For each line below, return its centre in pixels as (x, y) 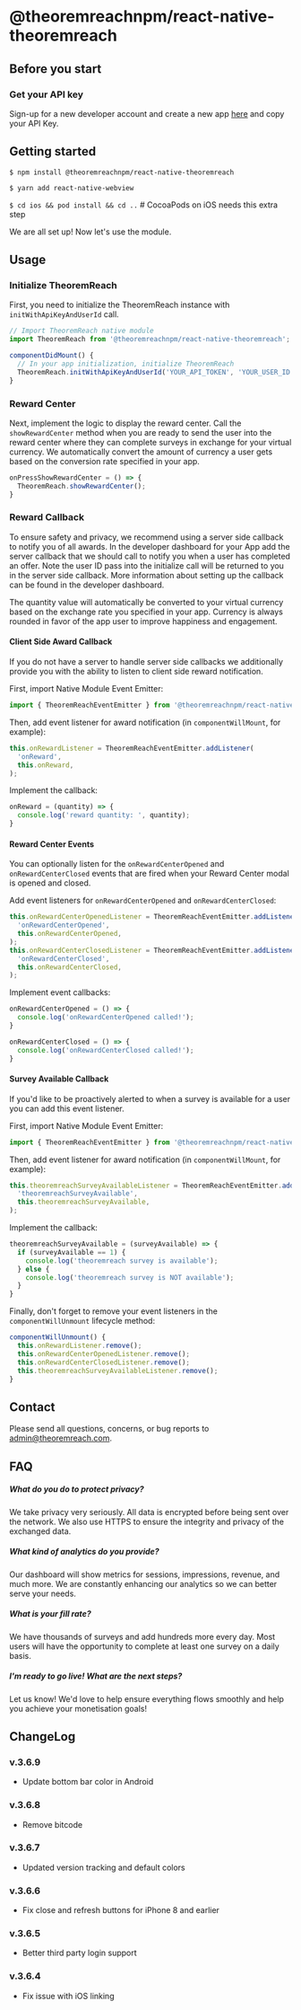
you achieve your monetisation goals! (78, 1708)
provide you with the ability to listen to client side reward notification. (137, 672)
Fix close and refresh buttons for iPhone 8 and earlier (120, 1910)
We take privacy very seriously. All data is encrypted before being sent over (149, 1512)
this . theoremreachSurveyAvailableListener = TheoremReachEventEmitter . (146, 1186)
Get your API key (46, 94)
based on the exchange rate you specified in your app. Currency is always (146, 612)
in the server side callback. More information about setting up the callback (146, 575)
